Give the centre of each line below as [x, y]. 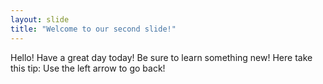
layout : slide [40, 19]
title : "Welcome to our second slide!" [93, 29]
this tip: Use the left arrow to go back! [88, 68]
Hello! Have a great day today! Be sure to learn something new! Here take [161, 57]
